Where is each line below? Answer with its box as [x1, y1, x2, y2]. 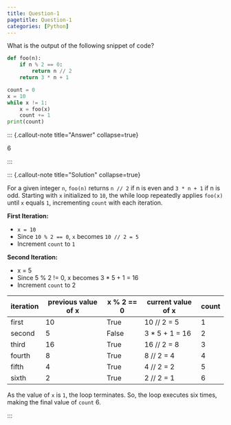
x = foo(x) [19, 106, 51, 113]
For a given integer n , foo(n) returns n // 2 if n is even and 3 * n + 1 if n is [7, 184, 221, 192]
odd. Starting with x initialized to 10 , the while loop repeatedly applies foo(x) [7, 192, 223, 200]
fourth [10, 351, 31, 360]
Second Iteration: [7, 253, 58, 262]
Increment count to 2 [16, 281, 76, 289]
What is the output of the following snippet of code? [7, 42, 155, 50]
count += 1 [19, 112, 51, 119]
